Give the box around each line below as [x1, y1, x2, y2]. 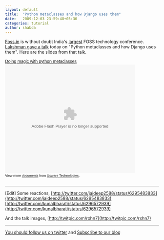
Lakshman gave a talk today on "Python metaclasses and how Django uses [5, 44, 156, 50]
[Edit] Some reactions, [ [5, 190, 53, 196]
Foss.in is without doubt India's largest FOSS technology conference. [5, 39, 144, 44]
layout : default [5, 7, 38, 12]
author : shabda [5, 25, 36, 30]
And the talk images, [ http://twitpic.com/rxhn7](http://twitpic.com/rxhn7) [5, 216, 151, 221]
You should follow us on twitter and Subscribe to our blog [5, 229, 121, 235]
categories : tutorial [5, 21, 49, 26]
